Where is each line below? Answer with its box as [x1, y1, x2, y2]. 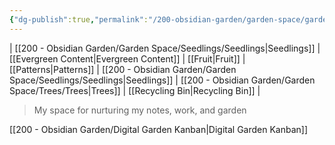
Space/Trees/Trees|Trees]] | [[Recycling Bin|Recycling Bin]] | [9, 84, 261, 96]
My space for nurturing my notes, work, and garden [33, 104, 247, 116]
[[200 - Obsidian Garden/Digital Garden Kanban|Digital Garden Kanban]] [9, 123, 309, 135]
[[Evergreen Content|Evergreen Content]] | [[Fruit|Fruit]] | [9, 52, 246, 65]
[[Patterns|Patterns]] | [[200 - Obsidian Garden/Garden [9, 63, 237, 75]
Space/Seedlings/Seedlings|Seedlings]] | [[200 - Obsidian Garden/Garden [9, 74, 316, 86]
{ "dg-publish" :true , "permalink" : [9, 14, 149, 25]
